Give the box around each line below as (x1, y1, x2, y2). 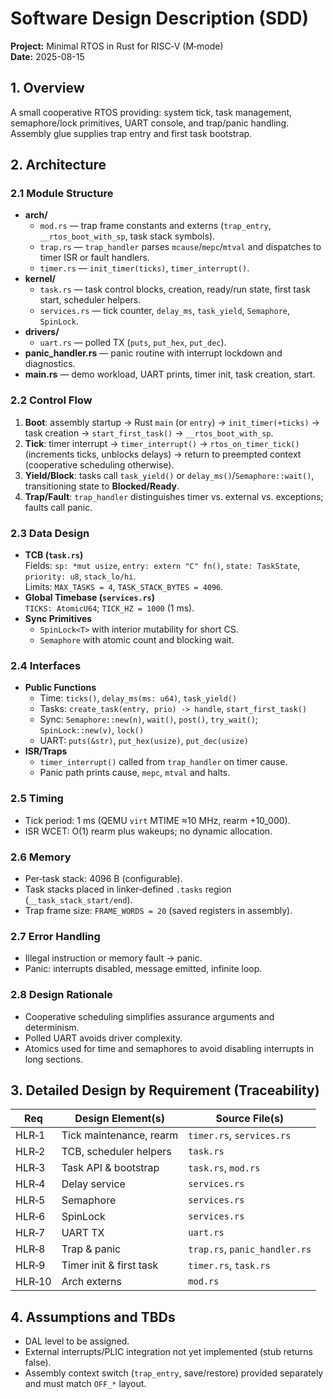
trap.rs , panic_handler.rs (188, 1242, 312, 1256)
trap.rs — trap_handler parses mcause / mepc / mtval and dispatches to (39, 241, 322, 253)
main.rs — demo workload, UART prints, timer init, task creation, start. (24, 368, 316, 381)
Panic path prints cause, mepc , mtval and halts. (39, 767, 231, 779)
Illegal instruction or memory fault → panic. (24, 952, 203, 964)
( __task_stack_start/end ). (24, 893, 133, 906)
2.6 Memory (10, 850, 72, 864)
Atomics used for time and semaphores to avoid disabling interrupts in (24, 1042, 315, 1054)
